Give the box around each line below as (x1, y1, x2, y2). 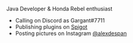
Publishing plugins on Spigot (15, 24, 88, 30)
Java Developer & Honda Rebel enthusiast (6, 5, 113, 12)
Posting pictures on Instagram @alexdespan (15, 30, 127, 37)
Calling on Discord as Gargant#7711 (15, 17, 105, 24)
